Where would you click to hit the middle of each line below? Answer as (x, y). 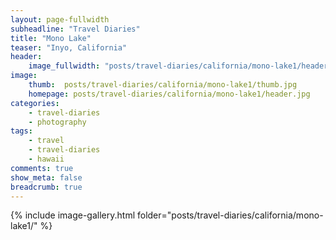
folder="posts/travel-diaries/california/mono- (230, 215)
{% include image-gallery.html (73, 215)
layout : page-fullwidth (60, 19)
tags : (21, 131)
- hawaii (46, 159)
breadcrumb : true (46, 187)
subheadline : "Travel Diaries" (75, 29)
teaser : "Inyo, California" (69, 47)
